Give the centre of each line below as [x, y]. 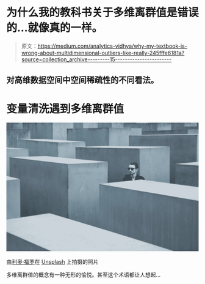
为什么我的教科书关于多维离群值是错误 [103, 13]
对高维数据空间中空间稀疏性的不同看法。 [82, 80]
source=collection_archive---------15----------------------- [96, 59]
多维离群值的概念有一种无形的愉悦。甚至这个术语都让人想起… [84, 275]
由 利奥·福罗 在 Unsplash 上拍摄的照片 [52, 261]
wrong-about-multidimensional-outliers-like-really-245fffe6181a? [103, 53]
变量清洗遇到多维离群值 [65, 109]
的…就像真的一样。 [55, 28]
